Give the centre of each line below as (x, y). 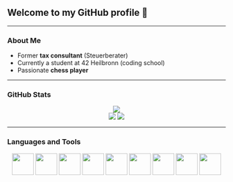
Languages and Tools (44, 142)
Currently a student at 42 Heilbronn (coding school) (91, 63)
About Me (24, 40)
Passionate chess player (53, 71)
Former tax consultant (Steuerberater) (72, 55)
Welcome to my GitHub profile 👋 (78, 13)
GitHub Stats (29, 95)
